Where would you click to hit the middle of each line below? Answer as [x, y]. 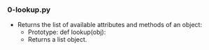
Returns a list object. [57, 40]
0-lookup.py [29, 10]
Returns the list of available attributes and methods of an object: [110, 25]
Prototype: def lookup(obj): [67, 32]
